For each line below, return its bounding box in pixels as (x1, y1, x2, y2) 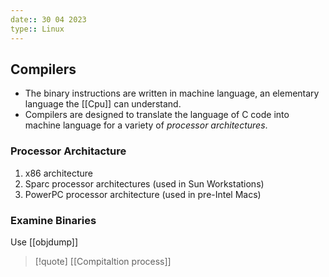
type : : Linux (10, 24, 65, 34)
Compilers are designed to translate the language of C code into (24, 109, 290, 121)
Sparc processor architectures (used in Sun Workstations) (24, 177, 265, 190)
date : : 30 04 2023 (10, 14, 87, 25)
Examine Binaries (10, 213, 97, 227)
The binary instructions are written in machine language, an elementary (24, 87, 320, 100)
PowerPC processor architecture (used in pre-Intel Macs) (24, 188, 262, 200)
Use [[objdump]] (10, 236, 79, 248)
